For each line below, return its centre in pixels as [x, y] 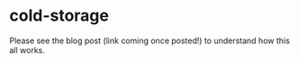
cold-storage [59, 16]
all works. [27, 49]
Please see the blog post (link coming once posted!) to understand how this [149, 40]
